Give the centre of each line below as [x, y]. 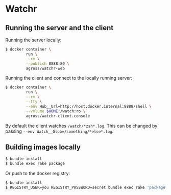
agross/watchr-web [45, 68]
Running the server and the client [59, 28]
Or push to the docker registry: [38, 174]
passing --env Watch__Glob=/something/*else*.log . [59, 131]
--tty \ [34, 102]
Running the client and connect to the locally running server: [69, 78]
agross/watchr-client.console [58, 116]
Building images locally [43, 147]
